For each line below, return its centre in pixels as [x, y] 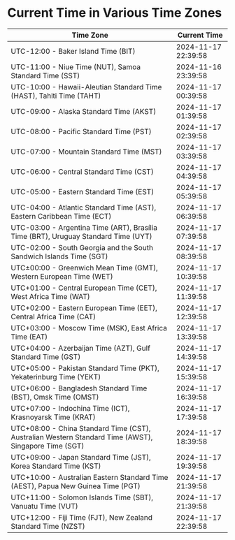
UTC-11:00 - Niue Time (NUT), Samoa [76, 66]
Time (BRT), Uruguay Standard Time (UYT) [81, 236]
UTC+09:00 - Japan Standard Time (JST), [81, 457]
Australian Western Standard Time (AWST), [82, 437]
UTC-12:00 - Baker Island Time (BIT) [73, 51]
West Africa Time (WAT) [51, 296]
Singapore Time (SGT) [48, 446]
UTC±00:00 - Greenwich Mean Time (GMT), [85, 268]
